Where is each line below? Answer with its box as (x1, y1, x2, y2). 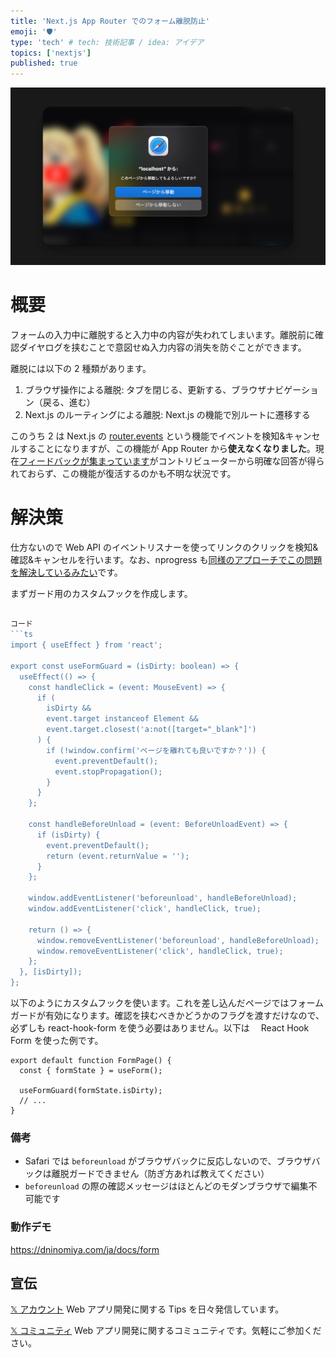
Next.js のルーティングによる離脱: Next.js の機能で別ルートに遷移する (24, 408, 311, 420)
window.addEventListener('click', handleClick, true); (28, 904, 262, 914)
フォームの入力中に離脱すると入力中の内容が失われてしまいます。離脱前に (10, 328, 316, 340)
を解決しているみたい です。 (10, 566, 123, 578)
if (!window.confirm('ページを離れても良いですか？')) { (46, 745, 267, 755)
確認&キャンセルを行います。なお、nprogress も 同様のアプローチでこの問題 (10, 553, 323, 565)
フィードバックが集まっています (19, 455, 150, 467)
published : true (10, 58, 78, 69)
